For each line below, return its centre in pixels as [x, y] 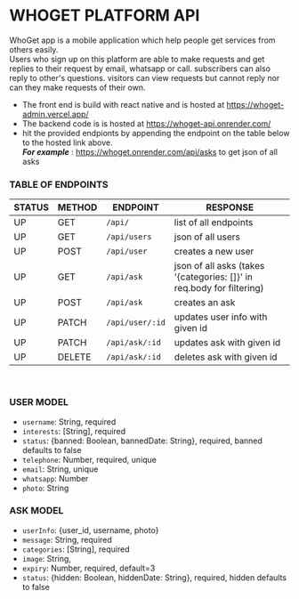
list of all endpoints [214, 223]
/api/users [129, 237]
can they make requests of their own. [77, 87]
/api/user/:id [136, 323]
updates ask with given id [227, 343]
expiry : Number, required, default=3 [89, 568]
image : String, [46, 558]
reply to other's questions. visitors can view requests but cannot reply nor [145, 77]
